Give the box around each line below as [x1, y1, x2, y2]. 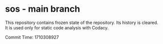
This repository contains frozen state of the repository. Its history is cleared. [5, 20, 158, 25]
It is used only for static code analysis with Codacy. [5, 24, 109, 30]
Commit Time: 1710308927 [5, 34, 59, 40]
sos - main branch [5, 3, 80, 15]
